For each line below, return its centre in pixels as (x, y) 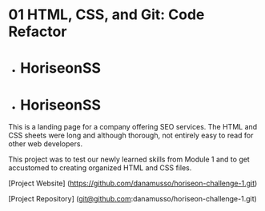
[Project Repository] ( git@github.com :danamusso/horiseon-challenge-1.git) (133, 199)
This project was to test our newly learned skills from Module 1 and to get (129, 159)
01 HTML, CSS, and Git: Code (106, 15)
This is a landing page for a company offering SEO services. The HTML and (133, 127)
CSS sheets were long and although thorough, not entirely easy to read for (131, 135)
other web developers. (45, 144)
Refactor (38, 32)
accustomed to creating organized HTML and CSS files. (100, 168)
